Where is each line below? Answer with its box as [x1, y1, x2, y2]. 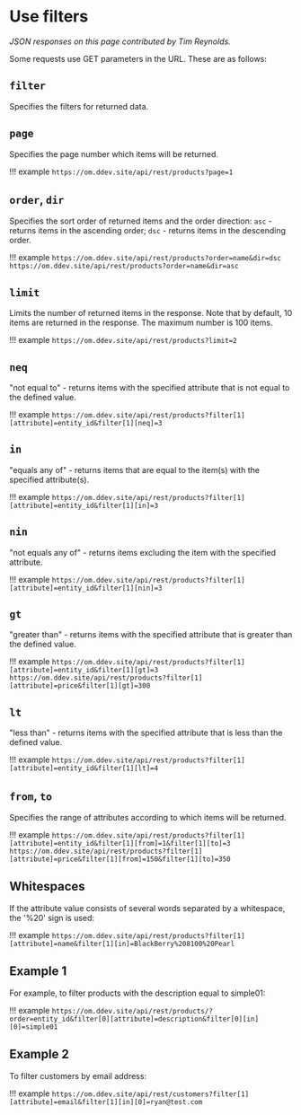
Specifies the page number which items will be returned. [9, 148, 218, 159]
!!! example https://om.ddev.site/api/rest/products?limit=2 [9, 335, 238, 346]
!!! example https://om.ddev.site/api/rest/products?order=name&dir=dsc [9, 252, 281, 263]
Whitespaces [9, 879, 85, 894]
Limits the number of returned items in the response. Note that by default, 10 [9, 308, 293, 319]
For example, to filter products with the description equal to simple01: [9, 988, 266, 998]
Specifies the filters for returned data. [9, 101, 149, 111]
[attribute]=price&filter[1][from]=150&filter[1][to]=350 [9, 855, 231, 864]
